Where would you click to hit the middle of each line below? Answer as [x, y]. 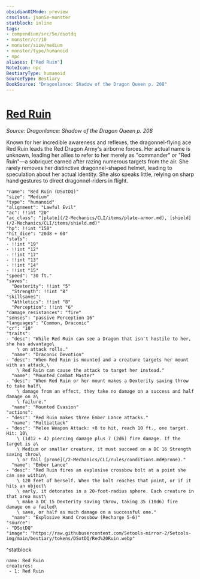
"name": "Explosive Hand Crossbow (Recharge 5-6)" [76, 517]
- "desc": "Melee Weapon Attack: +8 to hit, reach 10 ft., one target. [97, 428]
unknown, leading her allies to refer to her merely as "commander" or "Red [98, 155]
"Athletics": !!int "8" [41, 302]
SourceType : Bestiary [33, 79]
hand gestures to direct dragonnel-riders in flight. [67, 180]
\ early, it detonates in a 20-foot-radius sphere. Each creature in [106, 491]
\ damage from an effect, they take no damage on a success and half [106, 391]
